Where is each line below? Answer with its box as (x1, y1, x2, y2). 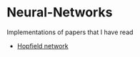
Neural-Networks (6, 4, 113, 21)
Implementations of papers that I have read (6, 28, 134, 36)
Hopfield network (16, 41, 69, 50)
